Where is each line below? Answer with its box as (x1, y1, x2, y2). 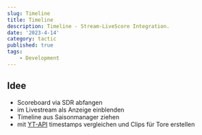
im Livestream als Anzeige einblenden (16, 106, 125, 114)
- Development (19, 55, 60, 62)
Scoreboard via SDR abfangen (16, 98, 103, 106)
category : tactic (7, 36, 57, 42)
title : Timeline (7, 16, 53, 23)
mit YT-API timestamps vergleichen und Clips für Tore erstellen (16, 120, 195, 128)
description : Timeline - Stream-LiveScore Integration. (7, 23, 170, 29)
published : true (7, 42, 53, 49)
